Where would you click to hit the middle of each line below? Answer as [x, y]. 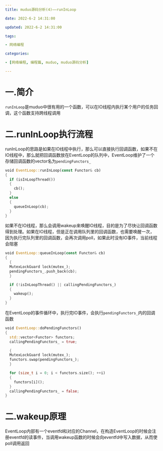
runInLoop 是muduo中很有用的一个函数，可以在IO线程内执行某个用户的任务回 [81, 107]
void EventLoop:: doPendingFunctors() [43, 328]
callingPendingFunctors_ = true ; [43, 342]
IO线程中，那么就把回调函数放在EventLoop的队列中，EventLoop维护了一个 [80, 155]
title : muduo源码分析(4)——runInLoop [41, 10]
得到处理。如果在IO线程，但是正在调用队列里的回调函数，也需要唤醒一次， [80, 232]
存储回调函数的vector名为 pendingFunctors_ [48, 161]
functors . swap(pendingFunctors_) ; [44, 360]
